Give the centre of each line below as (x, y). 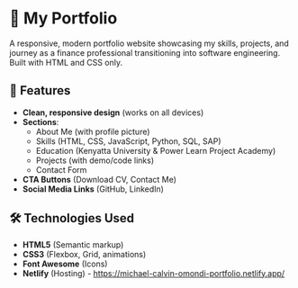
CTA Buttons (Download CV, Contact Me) (99, 179)
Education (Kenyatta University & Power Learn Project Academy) (156, 150)
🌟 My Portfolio (63, 18)
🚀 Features (40, 90)
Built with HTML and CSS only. (66, 62)
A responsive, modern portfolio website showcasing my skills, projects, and (149, 43)
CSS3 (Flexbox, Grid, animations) (84, 254)
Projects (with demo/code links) (95, 160)
